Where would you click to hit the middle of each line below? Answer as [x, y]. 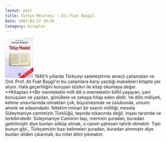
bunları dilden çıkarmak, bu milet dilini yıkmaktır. [54, 135]
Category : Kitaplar [25, 26]
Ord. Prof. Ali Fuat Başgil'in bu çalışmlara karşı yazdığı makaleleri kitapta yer [83, 81]
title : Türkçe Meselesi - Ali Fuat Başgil [50, 16]
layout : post [19, 10]
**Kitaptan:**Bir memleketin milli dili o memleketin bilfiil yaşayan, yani [78, 92]
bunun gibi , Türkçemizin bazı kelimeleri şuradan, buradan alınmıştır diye [79, 129]
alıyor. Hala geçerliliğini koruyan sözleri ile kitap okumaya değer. [71, 87]
